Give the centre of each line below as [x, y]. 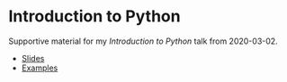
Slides [33, 58]
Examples [40, 68]
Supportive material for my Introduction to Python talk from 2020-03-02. [143, 41]
